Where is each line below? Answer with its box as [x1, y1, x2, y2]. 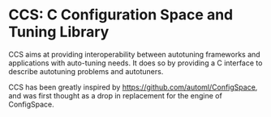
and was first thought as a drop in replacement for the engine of [8, 90, 223, 100]
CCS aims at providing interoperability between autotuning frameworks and [8, 49, 261, 59]
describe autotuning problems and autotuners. [8, 66, 164, 76]
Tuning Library [8, 23, 110, 41]
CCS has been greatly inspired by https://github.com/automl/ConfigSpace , [8, 82, 258, 92]
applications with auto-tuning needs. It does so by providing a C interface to [8, 58, 263, 68]
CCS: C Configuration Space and [8, 6, 234, 24]
